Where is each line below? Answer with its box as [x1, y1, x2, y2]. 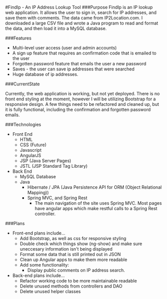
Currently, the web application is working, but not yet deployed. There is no [5, 91, 160, 96]
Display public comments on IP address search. [27, 267, 126, 273]
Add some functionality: [19, 262, 69, 268]
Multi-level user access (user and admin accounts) [12, 45, 117, 50]
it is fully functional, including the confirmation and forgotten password [5, 107, 151, 112]
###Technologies [5, 122, 41, 127]
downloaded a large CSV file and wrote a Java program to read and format [5, 20, 159, 26]
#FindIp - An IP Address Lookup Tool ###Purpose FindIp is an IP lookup [5, 4, 153, 10]
